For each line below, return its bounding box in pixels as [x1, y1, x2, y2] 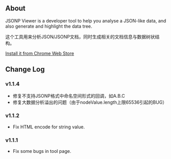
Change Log [5, 65, 45, 74]
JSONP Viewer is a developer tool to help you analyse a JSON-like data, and [5, 17, 166, 24]
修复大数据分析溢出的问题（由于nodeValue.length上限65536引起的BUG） [12, 99, 167, 105]
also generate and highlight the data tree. [5, 23, 92, 29]
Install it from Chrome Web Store [5, 50, 74, 56]
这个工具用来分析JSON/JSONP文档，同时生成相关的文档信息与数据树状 [5, 33, 155, 40]
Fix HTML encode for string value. [12, 124, 85, 130]
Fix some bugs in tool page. [12, 148, 72, 154]
